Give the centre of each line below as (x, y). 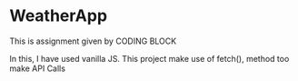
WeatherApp (58, 16)
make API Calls (38, 68)
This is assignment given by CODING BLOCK (93, 41)
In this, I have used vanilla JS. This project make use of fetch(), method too (149, 58)
